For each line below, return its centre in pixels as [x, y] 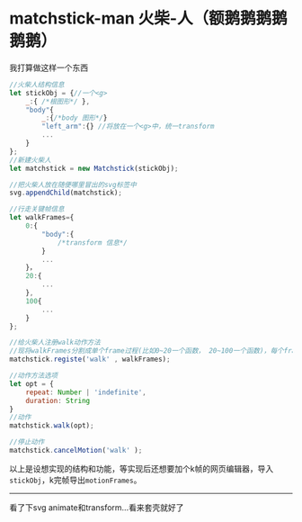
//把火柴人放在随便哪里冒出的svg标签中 [73, 184]
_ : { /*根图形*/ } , [58, 101]
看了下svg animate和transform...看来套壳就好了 [97, 507]
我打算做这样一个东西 [49, 67]
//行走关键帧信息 [37, 209]
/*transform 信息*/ [92, 243]
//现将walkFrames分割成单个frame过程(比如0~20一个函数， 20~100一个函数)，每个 [147, 351]
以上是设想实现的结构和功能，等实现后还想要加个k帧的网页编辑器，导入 [142, 468]
